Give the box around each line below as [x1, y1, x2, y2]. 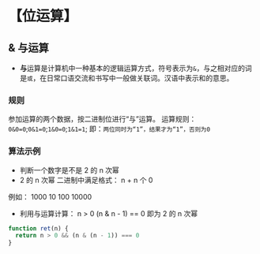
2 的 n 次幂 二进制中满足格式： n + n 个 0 [19, 175, 153, 185]
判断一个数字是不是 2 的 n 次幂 [19, 165, 120, 174]
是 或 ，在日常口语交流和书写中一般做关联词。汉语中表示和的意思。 [19, 73, 234, 83]
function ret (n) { [8, 224, 69, 233]
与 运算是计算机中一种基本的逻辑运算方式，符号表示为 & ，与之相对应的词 [19, 64, 252, 73]
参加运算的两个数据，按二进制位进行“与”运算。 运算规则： [8, 114, 197, 124]
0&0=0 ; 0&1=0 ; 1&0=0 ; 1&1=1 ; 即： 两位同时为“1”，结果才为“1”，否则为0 [8, 124, 211, 134]
